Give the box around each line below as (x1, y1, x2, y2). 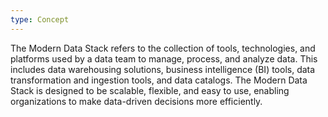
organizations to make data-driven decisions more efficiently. (10, 95, 263, 107)
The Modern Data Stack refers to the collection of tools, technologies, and (10, 42, 316, 54)
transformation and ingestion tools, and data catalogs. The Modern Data (10, 74, 308, 86)
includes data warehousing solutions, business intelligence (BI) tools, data (10, 63, 316, 75)
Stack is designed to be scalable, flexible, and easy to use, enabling (10, 84, 290, 96)
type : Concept (10, 14, 70, 25)
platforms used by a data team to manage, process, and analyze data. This (10, 52, 318, 65)
